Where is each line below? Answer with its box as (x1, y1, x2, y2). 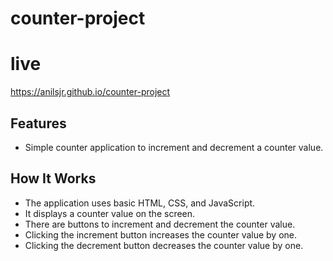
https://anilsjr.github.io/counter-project (10, 86, 171, 98)
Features (10, 115, 67, 132)
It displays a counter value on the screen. (24, 207, 196, 219)
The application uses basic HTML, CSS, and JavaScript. (24, 197, 256, 209)
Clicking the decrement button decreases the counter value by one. (24, 239, 304, 251)
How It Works (10, 170, 97, 187)
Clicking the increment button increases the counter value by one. (24, 228, 298, 241)
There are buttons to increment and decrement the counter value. (24, 218, 296, 230)
